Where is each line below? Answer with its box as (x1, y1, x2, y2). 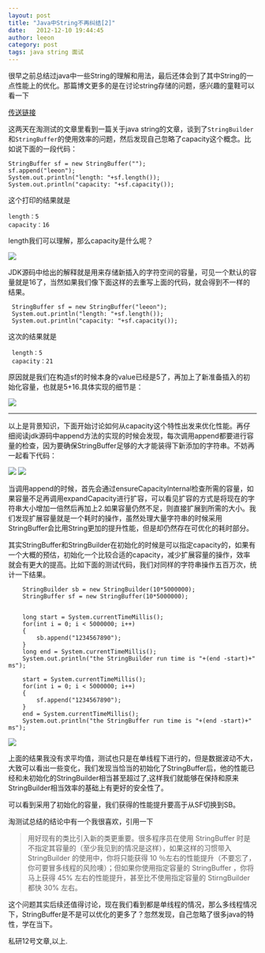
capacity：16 (8, 221, 50, 229)
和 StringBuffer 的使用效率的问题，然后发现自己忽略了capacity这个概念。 (8, 134, 244, 143)
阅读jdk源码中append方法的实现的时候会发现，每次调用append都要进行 (14, 431, 247, 440)
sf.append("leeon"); (8, 167, 77, 175)
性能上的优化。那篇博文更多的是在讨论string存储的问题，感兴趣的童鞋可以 (14, 81, 255, 90)
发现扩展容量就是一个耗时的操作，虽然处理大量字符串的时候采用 (14, 514, 222, 522)
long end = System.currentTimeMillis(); (22, 648, 157, 656)
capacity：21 (11, 357, 54, 365)
